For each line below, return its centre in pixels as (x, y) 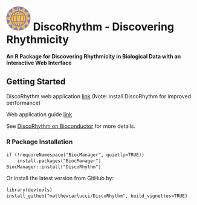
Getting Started (36, 82)
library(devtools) (29, 190)
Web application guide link (39, 114)
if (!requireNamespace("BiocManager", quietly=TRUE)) (76, 155)
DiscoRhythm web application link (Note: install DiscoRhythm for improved (99, 96)
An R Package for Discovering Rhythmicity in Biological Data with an (94, 56)
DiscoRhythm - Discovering (103, 27)
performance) (24, 102)
